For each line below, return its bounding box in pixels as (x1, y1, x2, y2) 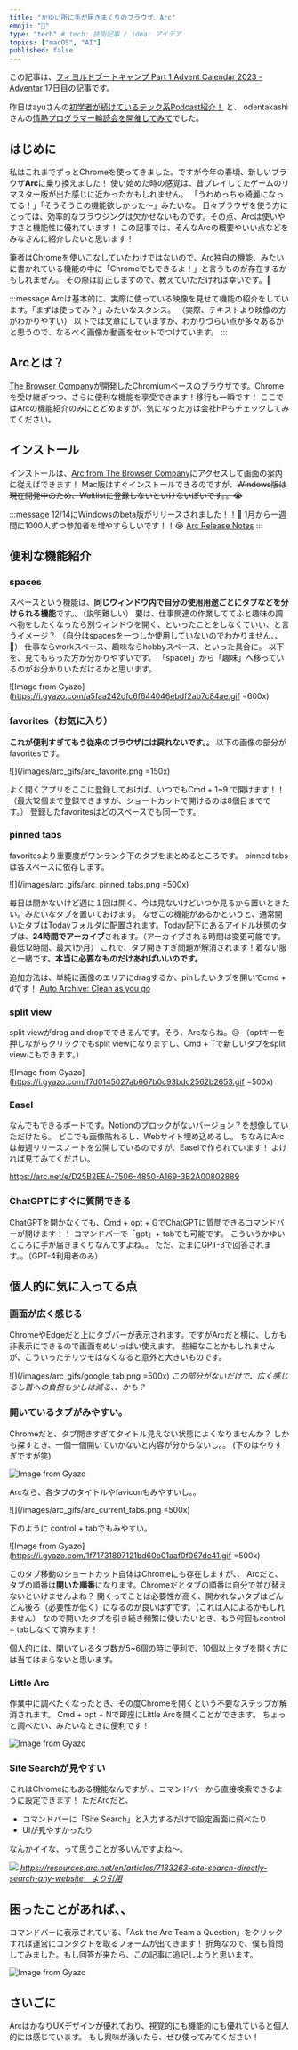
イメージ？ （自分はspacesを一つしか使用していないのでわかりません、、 (16, 631, 283, 641)
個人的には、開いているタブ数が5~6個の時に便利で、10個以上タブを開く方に (9, 1643, 289, 1653)
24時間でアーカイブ (32, 930, 105, 941)
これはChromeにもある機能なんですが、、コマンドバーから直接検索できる (9, 1784, 276, 1795)
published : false (9, 46, 74, 55)
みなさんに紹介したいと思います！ (9, 233, 134, 244)
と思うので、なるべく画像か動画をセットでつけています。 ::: (9, 326, 229, 337)
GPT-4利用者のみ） (31, 1250, 103, 1261)
